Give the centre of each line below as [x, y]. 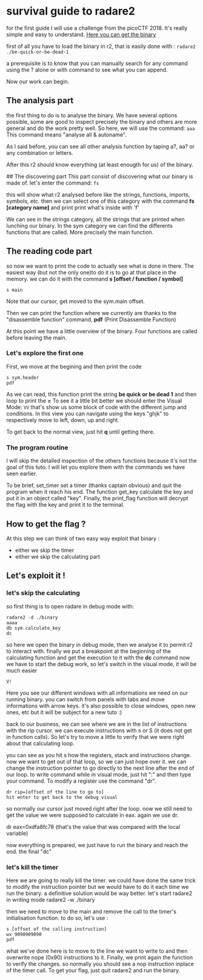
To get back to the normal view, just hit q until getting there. [81, 432]
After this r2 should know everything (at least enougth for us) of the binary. [100, 165]
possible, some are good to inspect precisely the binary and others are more [102, 121]
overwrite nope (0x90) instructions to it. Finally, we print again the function [99, 957]
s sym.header [23, 378]
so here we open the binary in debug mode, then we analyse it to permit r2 [99, 644]
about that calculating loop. [40, 743]
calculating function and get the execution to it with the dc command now [98, 658]
